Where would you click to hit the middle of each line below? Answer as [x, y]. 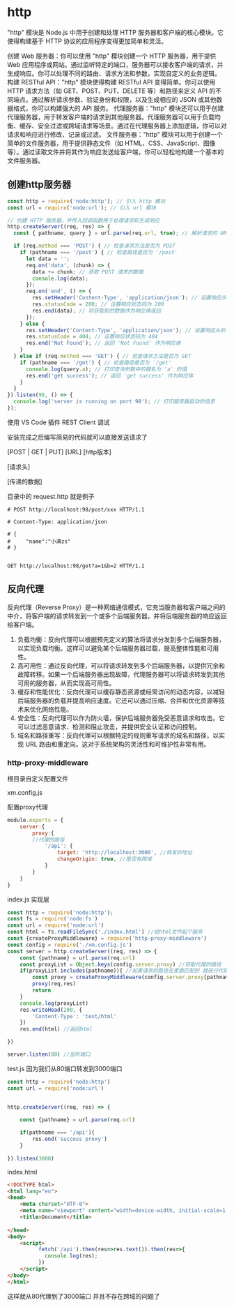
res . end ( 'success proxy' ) [70, 1139]
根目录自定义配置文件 [38, 778]
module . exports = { [36, 820]
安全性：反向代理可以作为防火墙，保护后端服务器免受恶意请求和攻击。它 [121, 718]
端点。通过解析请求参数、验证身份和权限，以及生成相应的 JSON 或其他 [115, 99]
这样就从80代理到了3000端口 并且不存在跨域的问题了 [84, 1296]
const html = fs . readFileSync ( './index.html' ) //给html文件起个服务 [105, 932]
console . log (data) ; [61, 278]
